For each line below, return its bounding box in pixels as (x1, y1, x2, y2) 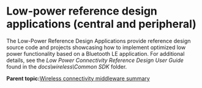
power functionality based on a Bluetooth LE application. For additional (6, 50, 185, 57)
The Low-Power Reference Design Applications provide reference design (6, 37, 191, 44)
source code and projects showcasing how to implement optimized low (6, 44, 186, 51)
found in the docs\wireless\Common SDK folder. (6, 63, 127, 70)
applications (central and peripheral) (6, 17, 197, 31)
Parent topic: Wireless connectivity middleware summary (6, 75, 150, 82)
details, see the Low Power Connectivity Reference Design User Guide (6, 56, 184, 64)
